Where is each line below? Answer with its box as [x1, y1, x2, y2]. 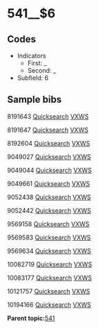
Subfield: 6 [17, 74, 48, 82]
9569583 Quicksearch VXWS [7, 233, 91, 242]
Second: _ [27, 67, 57, 74]
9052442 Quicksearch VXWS [7, 206, 91, 214]
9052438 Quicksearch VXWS [7, 193, 91, 201]
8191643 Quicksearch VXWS [7, 112, 89, 120]
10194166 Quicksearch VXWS [7, 301, 91, 309]
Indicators [17, 51, 46, 60]
